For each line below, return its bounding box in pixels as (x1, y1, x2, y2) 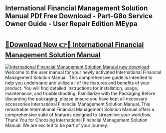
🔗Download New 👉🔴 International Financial (5, 40, 144, 49)
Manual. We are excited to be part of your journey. (5, 122, 109, 128)
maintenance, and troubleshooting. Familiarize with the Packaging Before (5, 90, 156, 96)
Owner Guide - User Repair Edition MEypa (5, 19, 138, 28)
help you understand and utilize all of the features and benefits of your (5, 80, 150, 85)
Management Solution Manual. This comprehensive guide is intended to (5, 74, 153, 80)
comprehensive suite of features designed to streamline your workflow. (5, 112, 152, 117)
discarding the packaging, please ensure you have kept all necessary (5, 96, 148, 101)
